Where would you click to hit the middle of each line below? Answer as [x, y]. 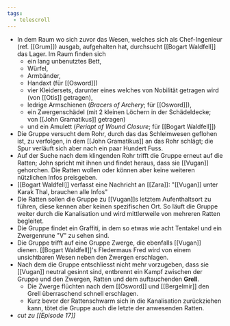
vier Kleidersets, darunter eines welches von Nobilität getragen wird [123, 90]
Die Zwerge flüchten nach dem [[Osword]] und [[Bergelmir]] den [118, 286]
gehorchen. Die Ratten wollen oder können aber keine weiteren [106, 170]
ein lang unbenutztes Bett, [64, 61]
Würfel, [38, 68]
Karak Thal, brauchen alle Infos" [62, 191]
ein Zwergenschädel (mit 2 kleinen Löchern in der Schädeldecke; [119, 112]
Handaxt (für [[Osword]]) [62, 83]
